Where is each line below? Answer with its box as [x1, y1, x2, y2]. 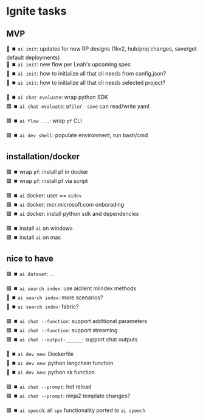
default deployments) [6, 54, 60, 61]
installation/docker [6, 151, 80, 162]
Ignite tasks [6, 4, 67, 18]
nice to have [6, 254, 53, 264]
